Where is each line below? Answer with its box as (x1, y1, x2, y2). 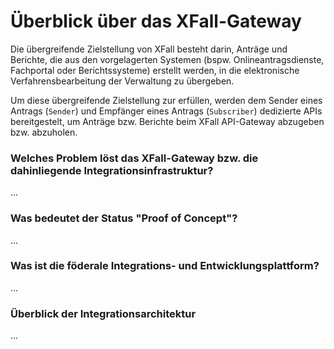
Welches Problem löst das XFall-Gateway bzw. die (10, 151, 259, 165)
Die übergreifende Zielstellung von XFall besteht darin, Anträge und (10, 43, 288, 55)
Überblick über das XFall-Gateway (10, 10, 302, 33)
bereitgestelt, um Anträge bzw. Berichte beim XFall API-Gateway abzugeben (10, 115, 325, 127)
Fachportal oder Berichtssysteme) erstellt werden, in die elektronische (10, 64, 300, 76)
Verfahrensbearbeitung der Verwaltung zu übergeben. (10, 75, 235, 87)
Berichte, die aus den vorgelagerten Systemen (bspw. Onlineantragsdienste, (10, 53, 325, 65)
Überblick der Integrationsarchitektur (10, 306, 197, 320)
